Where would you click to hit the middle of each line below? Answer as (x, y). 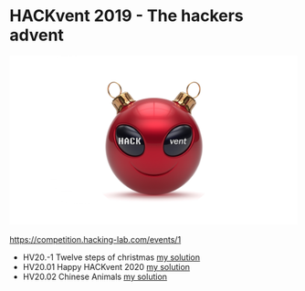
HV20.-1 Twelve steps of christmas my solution (111, 257)
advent (37, 35)
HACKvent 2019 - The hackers (126, 16)
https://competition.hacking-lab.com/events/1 (95, 240)
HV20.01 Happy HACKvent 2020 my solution (106, 267)
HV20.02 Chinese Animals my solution (95, 277)
